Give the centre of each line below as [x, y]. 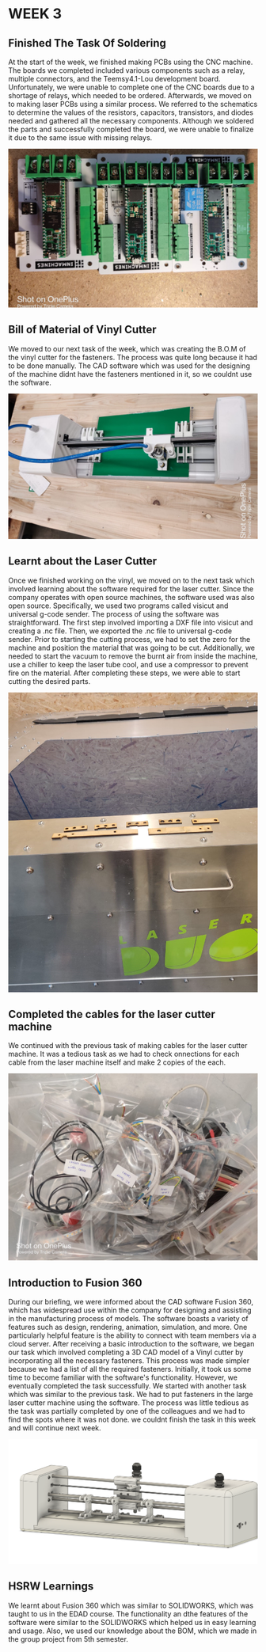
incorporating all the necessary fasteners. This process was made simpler [129, 1361]
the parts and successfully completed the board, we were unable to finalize [131, 129]
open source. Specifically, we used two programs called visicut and [118, 606]
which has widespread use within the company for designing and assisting [130, 1310]
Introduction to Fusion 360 [75, 1283]
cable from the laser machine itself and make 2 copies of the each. [117, 1062]
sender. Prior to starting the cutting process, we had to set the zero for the [129, 639]
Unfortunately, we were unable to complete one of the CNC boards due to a [131, 87]
